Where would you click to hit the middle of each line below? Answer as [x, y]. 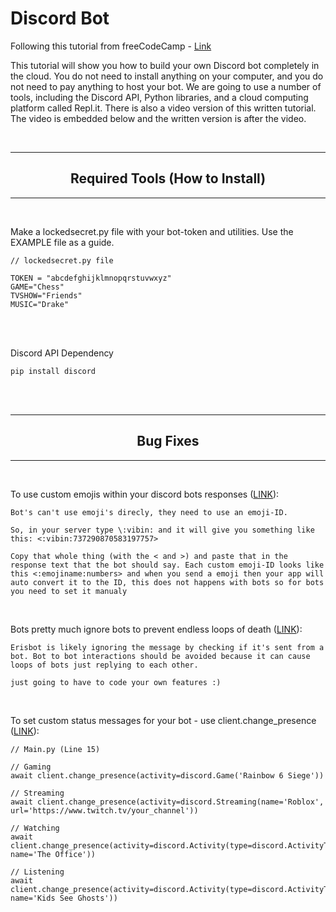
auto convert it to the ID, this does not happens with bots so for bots [167, 582]
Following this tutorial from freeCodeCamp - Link [111, 46]
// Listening [37, 872]
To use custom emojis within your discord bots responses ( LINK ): [145, 494]
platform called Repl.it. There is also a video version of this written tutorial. [163, 108]
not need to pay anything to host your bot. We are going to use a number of [166, 86]
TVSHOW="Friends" [46, 295]
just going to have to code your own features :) [116, 682]
